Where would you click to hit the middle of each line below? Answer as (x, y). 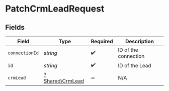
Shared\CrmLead (64, 81)
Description (140, 41)
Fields (15, 27)
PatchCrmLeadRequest (55, 9)
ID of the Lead (135, 65)
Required (102, 41)
